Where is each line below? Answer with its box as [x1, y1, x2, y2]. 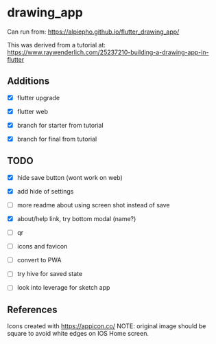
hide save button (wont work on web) [16, 173, 123, 181]
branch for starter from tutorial [16, 121, 104, 129]
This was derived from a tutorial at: [7, 41, 106, 49]
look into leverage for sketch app [16, 284, 110, 292]
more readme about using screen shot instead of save [16, 200, 170, 209]
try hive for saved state [16, 270, 83, 278]
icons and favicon [16, 242, 68, 251]
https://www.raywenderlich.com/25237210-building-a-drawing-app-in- [7, 48, 209, 56]
